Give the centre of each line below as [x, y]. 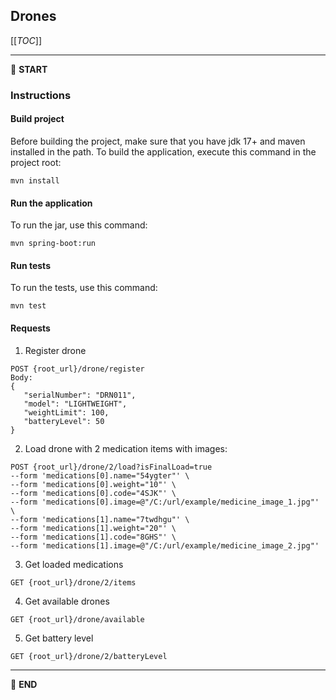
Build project [37, 119]
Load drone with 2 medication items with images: [126, 448]
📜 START [29, 69]
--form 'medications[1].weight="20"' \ [93, 528]
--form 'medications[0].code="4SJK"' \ [93, 493]
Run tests [30, 265]
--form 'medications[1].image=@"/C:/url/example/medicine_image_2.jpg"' [165, 545]
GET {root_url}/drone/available [77, 619]
